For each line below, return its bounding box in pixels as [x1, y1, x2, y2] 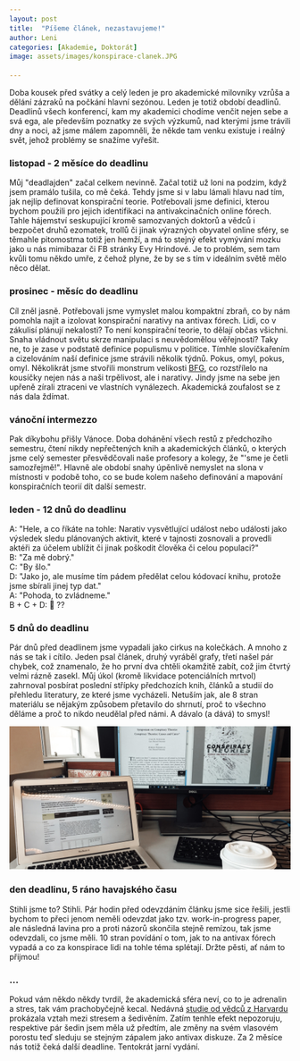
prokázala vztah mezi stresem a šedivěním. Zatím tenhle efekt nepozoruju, [9, 1013, 283, 1023]
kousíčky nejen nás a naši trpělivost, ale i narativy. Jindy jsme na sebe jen [9, 372, 280, 383]
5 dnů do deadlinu [9, 622, 89, 635]
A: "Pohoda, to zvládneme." [9, 590, 112, 601]
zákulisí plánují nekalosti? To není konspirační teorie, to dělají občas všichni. [9, 324, 288, 335]
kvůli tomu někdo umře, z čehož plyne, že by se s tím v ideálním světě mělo [9, 253, 287, 264]
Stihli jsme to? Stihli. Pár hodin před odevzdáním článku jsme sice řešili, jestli [9, 904, 291, 914]
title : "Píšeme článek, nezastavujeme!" [9, 23, 166, 33]
